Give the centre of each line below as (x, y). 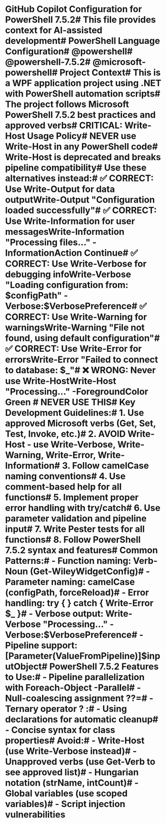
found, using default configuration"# (83, 338)
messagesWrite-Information (65, 232)
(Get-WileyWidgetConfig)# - (90, 571)
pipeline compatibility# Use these (76, 168)
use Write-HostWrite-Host (61, 381)
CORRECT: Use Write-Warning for (76, 317)
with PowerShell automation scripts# (83, 94)
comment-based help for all (63, 487)
